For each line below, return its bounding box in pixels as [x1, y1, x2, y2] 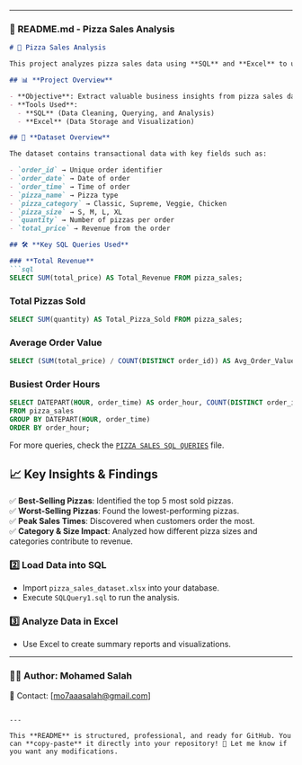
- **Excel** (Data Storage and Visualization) [17, 117, 195, 126]
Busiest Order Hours [9, 378, 101, 390]
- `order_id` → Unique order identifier [9, 165, 164, 175]
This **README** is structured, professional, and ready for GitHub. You [9, 731, 292, 740]
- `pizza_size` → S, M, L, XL [9, 208, 123, 217]
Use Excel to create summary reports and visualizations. [22, 639, 232, 650]
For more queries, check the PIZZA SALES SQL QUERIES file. [9, 440, 225, 450]
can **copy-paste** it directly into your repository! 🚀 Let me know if [9, 739, 288, 748]
